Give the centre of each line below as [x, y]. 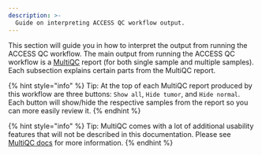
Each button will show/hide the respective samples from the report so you [128, 102]
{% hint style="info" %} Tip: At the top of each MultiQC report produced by [130, 85]
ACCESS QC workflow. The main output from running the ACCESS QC [122, 54]
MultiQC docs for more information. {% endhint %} [91, 142]
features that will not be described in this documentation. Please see [120, 134]
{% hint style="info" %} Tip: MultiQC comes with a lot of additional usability [131, 126]
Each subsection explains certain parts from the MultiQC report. [112, 70]
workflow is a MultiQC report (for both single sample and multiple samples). [131, 62]
